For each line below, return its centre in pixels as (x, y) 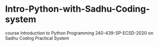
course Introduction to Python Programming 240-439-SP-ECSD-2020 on (79, 33)
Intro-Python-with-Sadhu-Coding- (78, 9)
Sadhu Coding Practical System (37, 38)
